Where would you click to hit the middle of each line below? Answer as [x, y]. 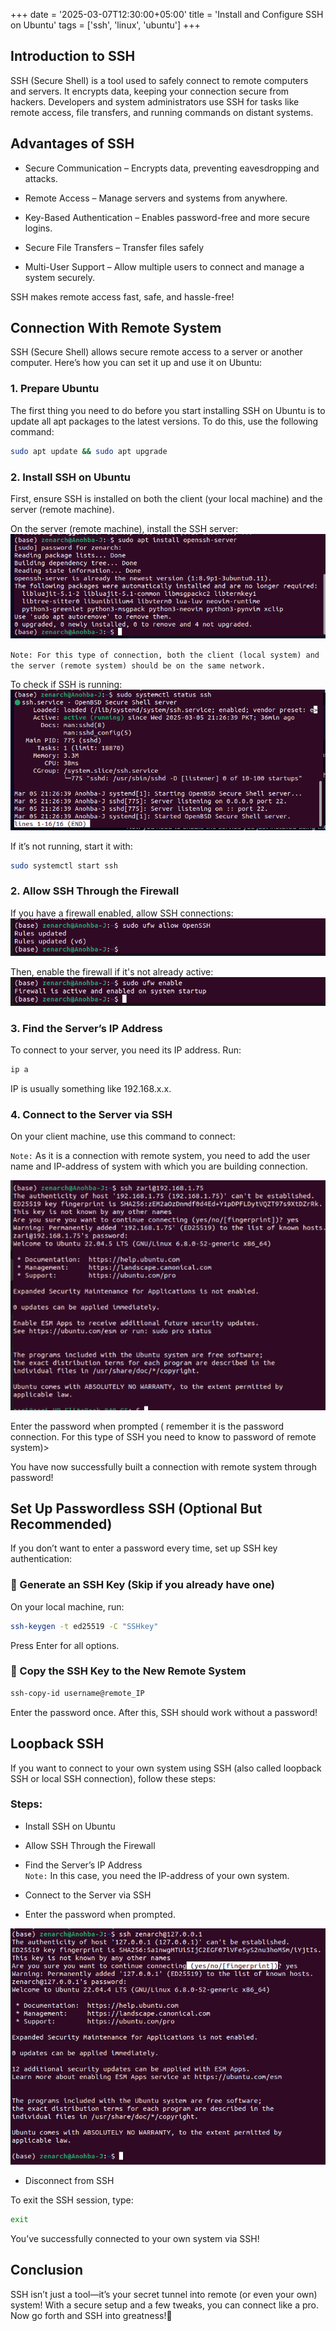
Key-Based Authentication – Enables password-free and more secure [167, 217]
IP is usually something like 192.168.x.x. [91, 1088]
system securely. [60, 277]
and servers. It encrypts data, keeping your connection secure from [150, 91]
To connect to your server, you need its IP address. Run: [126, 1050]
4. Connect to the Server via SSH [91, 1114]
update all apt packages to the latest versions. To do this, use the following [164, 421]
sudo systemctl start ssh [64, 865]
